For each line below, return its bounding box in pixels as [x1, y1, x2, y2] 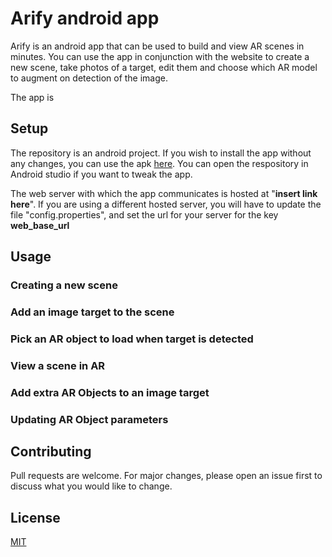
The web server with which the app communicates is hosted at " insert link [10, 187, 318, 199]
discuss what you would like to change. [10, 480, 173, 492]
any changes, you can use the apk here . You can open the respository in [10, 157, 309, 169]
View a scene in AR [10, 358, 106, 372]
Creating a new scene [10, 278, 118, 292]
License [10, 509, 61, 526]
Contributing [10, 443, 92, 461]
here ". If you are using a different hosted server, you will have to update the [10, 198, 322, 210]
